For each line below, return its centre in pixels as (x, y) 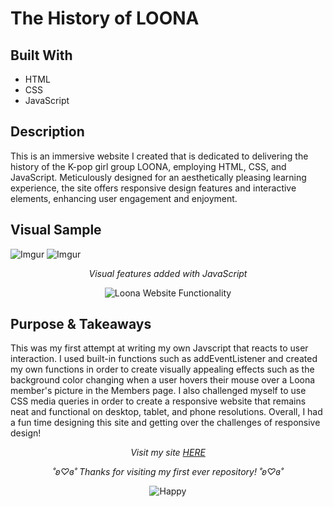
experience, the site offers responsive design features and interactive (153, 188)
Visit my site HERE (168, 453)
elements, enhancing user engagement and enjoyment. (124, 198)
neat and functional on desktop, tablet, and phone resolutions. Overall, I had (166, 412)
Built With (41, 55)
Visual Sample (56, 230)
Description (47, 132)
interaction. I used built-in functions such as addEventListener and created (164, 359)
